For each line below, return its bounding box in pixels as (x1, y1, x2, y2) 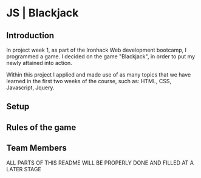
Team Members (6, 143, 67, 153)
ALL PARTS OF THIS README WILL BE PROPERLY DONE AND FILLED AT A (6, 159, 194, 166)
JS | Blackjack (6, 6, 79, 20)
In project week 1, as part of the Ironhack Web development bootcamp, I (6, 46, 187, 53)
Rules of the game (6, 122, 77, 132)
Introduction (6, 30, 55, 41)
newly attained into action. (6, 60, 73, 66)
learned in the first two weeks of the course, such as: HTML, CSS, (6, 78, 172, 84)
